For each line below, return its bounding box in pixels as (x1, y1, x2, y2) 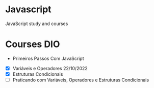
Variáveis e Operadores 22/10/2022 (12, 65, 88, 71)
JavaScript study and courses (5, 20, 68, 27)
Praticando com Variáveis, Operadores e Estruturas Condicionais (12, 77, 149, 83)
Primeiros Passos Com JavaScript (12, 55, 84, 61)
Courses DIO (5, 38, 60, 50)
